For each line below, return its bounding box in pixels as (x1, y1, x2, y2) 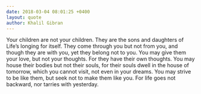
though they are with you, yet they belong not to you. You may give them (6, 49, 187, 56)
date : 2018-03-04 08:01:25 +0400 (6, 8, 90, 15)
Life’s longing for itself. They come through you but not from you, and (6, 43, 178, 50)
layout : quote (6, 14, 42, 20)
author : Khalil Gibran (6, 20, 63, 26)
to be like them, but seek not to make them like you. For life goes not (6, 74, 176, 81)
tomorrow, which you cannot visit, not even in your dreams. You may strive (6, 68, 191, 75)
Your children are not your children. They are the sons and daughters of (6, 37, 184, 44)
